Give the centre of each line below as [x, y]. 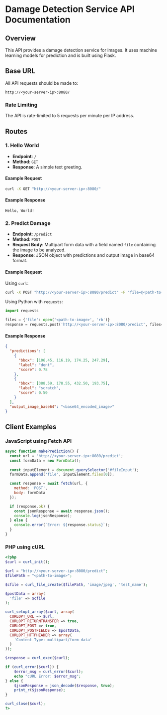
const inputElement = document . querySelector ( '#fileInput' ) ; [74, 470]
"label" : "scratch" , [40, 388]
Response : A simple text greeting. [47, 167]
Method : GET [25, 162]
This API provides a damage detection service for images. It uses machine [81, 50]
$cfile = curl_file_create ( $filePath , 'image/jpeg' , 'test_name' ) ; [77, 584]
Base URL [20, 71]
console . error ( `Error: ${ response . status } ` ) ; [62, 525]
